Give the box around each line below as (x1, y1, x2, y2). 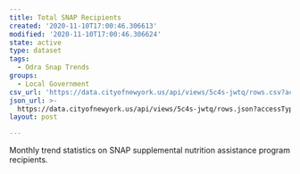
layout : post (9, 112, 58, 121)
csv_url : (9, 87, 42, 96)
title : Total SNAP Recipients (9, 12, 122, 22)
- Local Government (17, 79, 90, 88)
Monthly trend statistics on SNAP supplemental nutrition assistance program (9, 145, 290, 156)
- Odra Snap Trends (17, 63, 90, 72)
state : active (9, 37, 62, 47)
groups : (9, 71, 38, 80)
